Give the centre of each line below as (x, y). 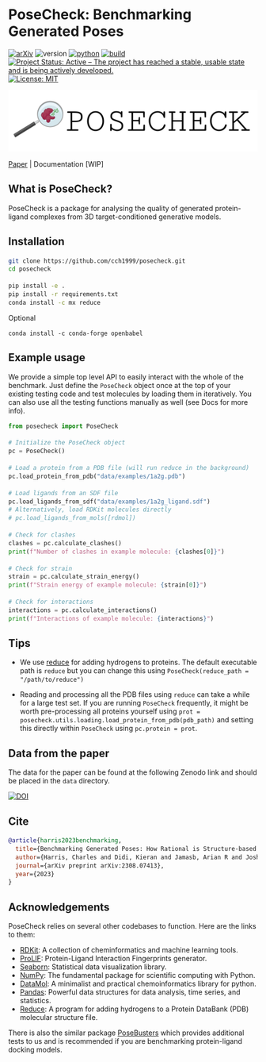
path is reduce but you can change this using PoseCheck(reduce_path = (134, 671)
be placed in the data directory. (59, 781)
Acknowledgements (59, 907)
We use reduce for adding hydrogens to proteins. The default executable (138, 662)
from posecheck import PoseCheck (63, 426)
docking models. (36, 1050)
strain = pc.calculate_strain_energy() (74, 577)
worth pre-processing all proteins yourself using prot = (110, 711)
